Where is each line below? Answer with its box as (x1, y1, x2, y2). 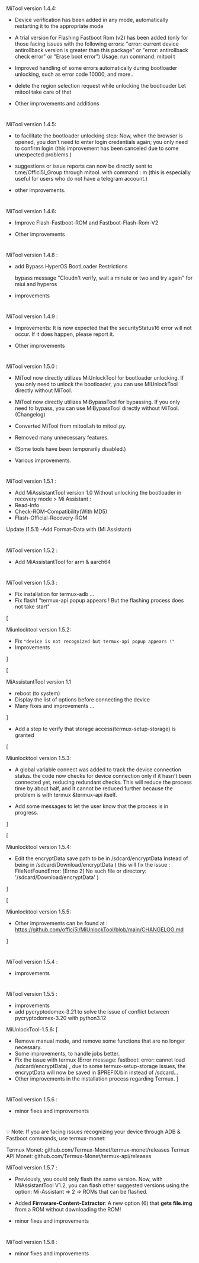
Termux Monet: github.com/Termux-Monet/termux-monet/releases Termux (6, 1146, 190, 1153)
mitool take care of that (14, 88, 72, 96)
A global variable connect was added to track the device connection (14, 766, 182, 773)
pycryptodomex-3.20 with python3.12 (14, 1015, 107, 1022)
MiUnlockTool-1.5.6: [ (6, 1026, 58, 1033)
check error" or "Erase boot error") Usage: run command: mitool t (14, 53, 176, 60)
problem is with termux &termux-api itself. (14, 791, 117, 798)
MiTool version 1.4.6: (6, 207, 57, 214)
